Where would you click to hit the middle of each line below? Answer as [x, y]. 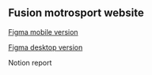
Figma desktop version [46, 47]
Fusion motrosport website [76, 13]
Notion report [30, 62]
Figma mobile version [43, 32]
